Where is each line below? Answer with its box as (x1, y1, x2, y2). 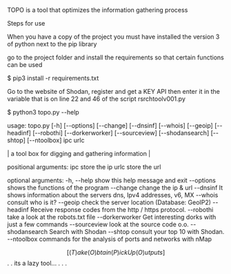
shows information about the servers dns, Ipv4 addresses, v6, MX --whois (7, 191, 219, 199)
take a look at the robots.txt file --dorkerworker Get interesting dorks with (7, 213, 217, 221)
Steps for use (7, 19, 46, 27)
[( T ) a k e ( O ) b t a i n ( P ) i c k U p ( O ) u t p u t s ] (66, 248, 165, 256)
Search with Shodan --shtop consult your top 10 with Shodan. (49, 228, 225, 235)
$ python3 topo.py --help (7, 108, 79, 116)
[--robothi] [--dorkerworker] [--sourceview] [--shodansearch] (32, 129, 210, 137)
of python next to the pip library (7, 40, 97, 48)
